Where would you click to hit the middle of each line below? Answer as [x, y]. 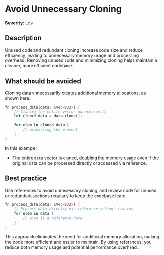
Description [23, 38]
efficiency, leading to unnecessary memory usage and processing [72, 55]
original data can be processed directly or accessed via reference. [80, 163]
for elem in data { [34, 214]
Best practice [26, 179]
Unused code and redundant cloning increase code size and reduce [74, 50]
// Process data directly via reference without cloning [74, 209]
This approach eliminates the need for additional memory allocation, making [82, 236]
